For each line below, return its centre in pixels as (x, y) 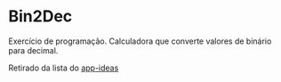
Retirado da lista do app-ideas (64, 68)
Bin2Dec (40, 16)
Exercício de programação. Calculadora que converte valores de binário (140, 41)
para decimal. (33, 50)
